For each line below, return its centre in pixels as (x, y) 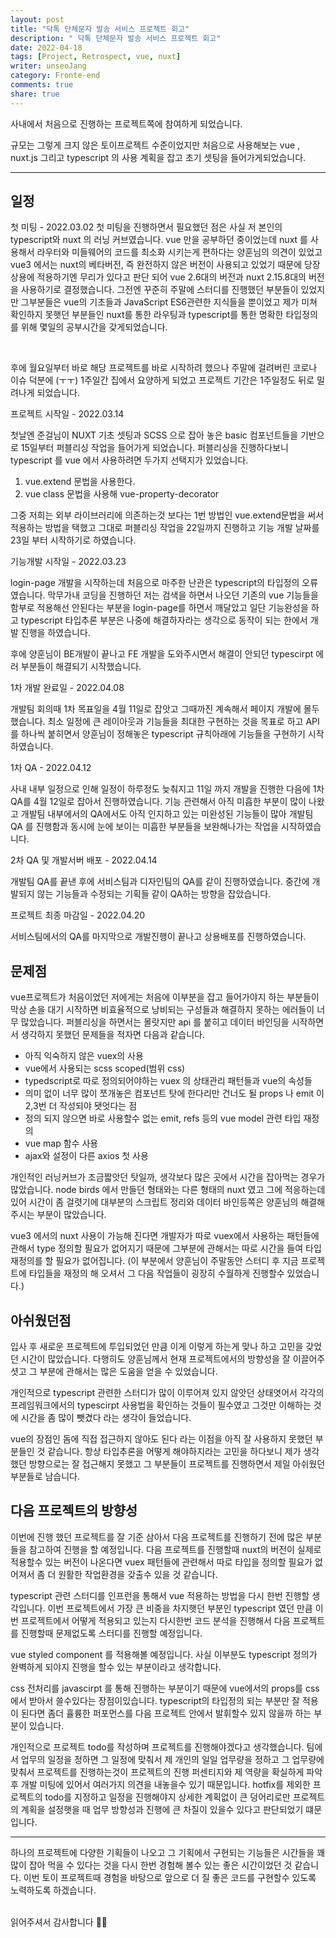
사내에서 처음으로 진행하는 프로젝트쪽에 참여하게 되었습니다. (126, 123)
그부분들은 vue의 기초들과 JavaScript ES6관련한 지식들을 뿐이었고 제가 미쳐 (169, 302)
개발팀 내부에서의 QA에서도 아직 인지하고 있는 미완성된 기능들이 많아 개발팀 (167, 814)
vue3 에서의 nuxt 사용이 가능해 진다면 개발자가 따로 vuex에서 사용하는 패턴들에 (165, 1236)
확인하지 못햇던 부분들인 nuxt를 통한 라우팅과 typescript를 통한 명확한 (147, 315)
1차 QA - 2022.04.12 (51, 768)
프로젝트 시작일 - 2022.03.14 (67, 414)
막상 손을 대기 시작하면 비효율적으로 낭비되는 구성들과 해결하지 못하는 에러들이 (162, 1010)
